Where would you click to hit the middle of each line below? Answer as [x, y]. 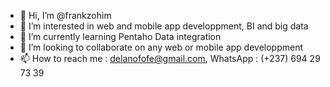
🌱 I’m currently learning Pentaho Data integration [120, 36]
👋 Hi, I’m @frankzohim [65, 15]
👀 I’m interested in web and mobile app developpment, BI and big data [164, 26]
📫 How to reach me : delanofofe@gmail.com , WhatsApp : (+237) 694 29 [170, 58]
